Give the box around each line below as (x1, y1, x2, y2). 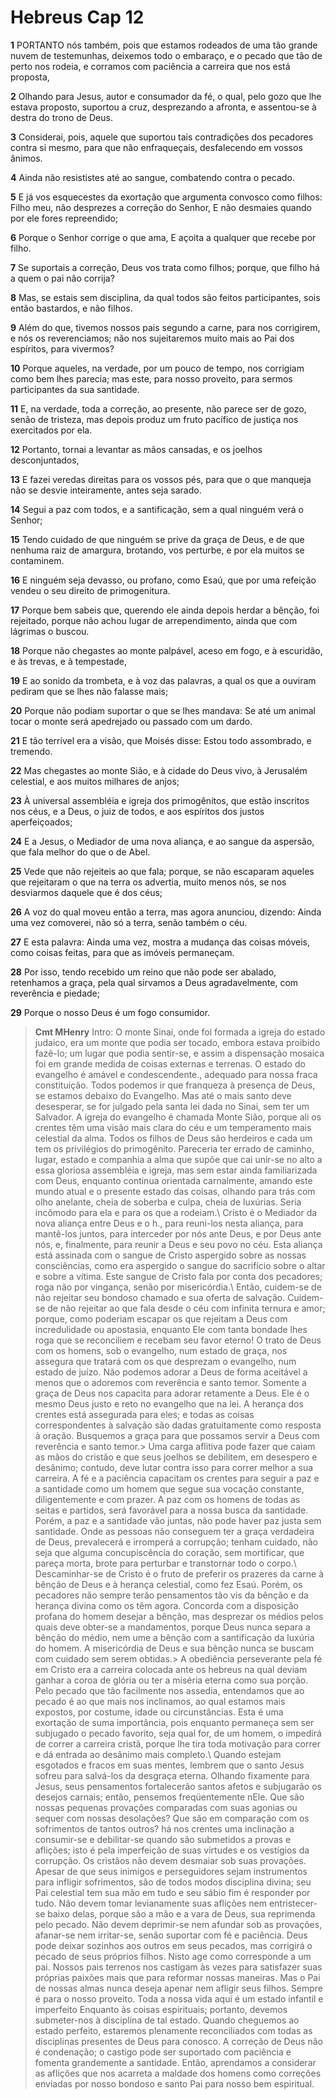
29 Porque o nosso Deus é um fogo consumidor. (10, 1006, 211, 1018)
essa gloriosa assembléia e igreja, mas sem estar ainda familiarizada (34, 1164, 318, 1176)
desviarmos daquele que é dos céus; (10, 886, 163, 898)
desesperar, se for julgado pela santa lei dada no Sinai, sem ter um (34, 1100, 310, 1112)
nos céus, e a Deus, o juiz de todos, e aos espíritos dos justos (10, 805, 265, 817)
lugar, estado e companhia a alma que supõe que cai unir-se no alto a (34, 1153, 323, 1165)
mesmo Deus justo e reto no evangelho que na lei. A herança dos (34, 1397, 304, 1410)
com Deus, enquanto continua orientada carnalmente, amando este (34, 1174, 313, 1186)
